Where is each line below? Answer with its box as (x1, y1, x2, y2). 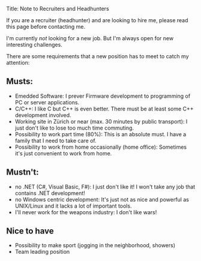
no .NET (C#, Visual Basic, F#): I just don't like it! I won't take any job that (14, 183, 196, 190)
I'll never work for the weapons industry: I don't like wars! (14, 208, 157, 215)
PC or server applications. (14, 98, 80, 106)
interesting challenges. (6, 41, 63, 48)
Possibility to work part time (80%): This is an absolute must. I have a (14, 130, 187, 137)
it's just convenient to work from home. (14, 149, 112, 157)
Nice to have (6, 226, 54, 236)
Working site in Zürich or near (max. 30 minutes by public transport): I (14, 118, 188, 125)
